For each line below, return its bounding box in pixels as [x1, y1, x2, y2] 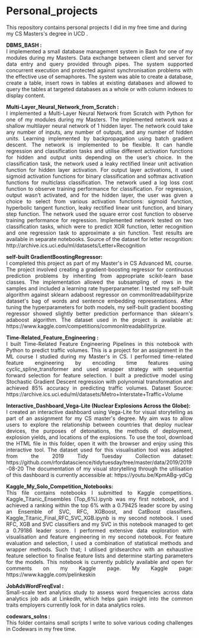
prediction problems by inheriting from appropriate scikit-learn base [6, 272, 193, 279]
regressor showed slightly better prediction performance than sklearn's [6, 310, 193, 317]
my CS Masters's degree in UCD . [6, 30, 88, 37]
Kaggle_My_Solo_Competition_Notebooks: [6, 483, 114, 490]
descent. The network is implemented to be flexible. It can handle [6, 141, 193, 148]
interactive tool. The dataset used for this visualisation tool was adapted [6, 446, 193, 453]
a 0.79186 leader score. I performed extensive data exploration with [6, 527, 193, 534]
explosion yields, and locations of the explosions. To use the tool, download [6, 434, 193, 441]
